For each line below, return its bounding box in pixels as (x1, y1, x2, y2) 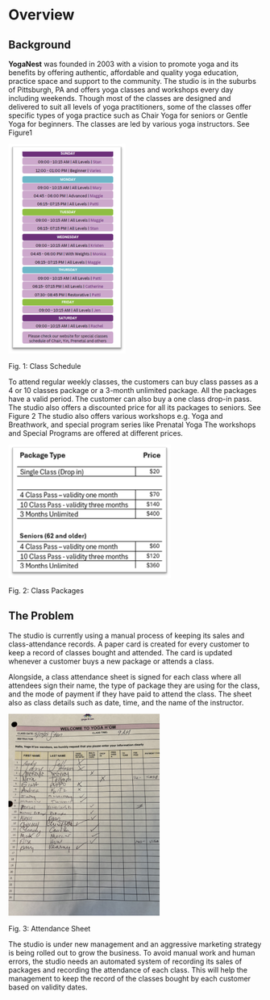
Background (8, 38, 71, 52)
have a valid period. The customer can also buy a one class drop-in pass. (8, 394, 252, 404)
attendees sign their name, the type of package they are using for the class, (8, 680, 260, 690)
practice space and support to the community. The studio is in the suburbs (8, 77, 256, 86)
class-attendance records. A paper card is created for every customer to (8, 639, 250, 649)
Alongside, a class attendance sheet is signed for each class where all (8, 672, 242, 681)
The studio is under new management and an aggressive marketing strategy (8, 939, 262, 949)
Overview (8, 6, 75, 24)
